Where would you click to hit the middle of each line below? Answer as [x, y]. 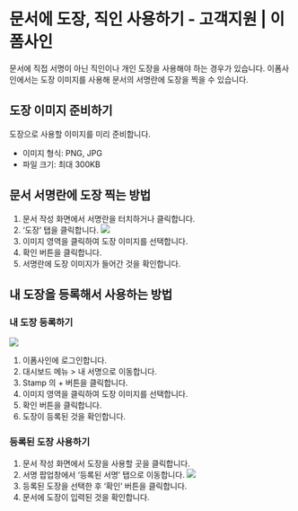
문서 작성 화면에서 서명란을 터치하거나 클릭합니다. [109, 218]
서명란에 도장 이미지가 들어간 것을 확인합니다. [101, 263]
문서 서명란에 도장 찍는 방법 [80, 195]
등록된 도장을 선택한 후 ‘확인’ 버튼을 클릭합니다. [105, 486]
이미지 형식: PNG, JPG [62, 153]
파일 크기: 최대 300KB [61, 164]
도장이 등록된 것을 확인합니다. [74, 417]
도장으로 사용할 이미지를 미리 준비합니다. [80, 134]
